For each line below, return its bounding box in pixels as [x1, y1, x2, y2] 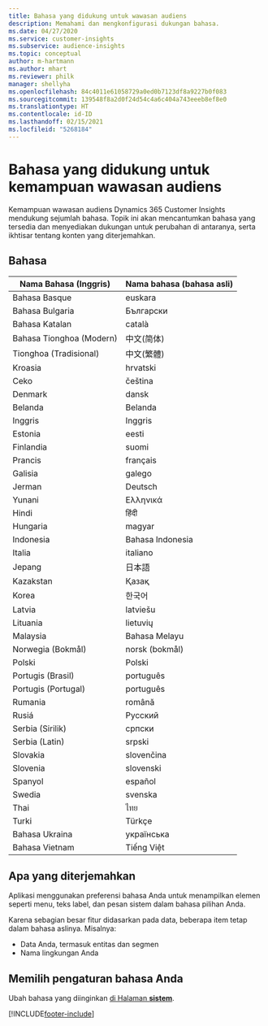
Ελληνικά [125, 493, 163, 505]
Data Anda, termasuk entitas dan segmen [19, 940, 159, 950]
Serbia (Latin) [12, 736, 65, 747]
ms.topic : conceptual [8, 50, 82, 58]
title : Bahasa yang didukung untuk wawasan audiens [8, 11, 187, 20]
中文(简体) [125, 333, 165, 344]
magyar [125, 520, 155, 532]
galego [125, 467, 152, 479]
